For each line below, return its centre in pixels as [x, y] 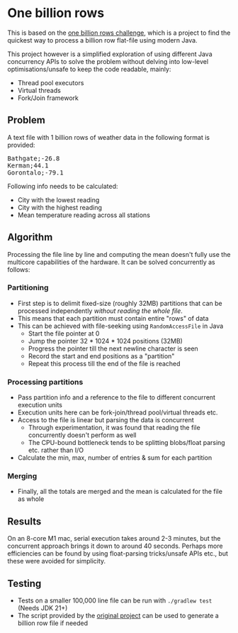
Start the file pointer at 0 [64, 333]
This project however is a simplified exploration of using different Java [110, 54]
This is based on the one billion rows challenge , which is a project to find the [119, 33]
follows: [19, 269]
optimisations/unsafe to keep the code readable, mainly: [89, 69]
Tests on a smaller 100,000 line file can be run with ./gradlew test [115, 600]
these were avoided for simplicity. [57, 561]
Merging [22, 476]
